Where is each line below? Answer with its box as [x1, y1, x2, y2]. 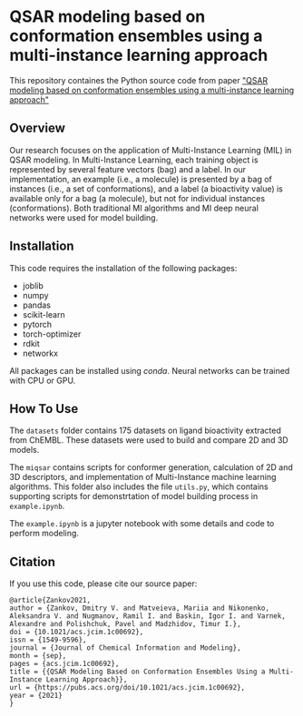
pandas [22, 299, 52, 310]
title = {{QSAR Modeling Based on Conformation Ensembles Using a [9, 667, 266, 677]
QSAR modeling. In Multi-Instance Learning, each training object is [9, 154, 259, 165]
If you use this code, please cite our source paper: [9, 578, 198, 589]
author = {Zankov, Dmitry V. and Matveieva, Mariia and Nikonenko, [9, 603, 270, 613]
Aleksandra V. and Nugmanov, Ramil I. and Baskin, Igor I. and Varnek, [9, 612, 286, 621]
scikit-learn [22, 309, 65, 319]
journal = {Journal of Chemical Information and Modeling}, [9, 643, 242, 652]
